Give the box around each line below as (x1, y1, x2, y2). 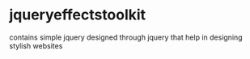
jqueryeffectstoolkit (9, 6, 146, 24)
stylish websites (9, 40, 63, 50)
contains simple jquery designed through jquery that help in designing (9, 32, 243, 42)
